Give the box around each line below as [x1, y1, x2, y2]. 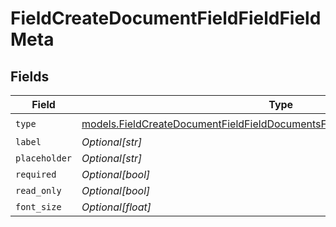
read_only [15, 185, 62, 196]
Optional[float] [81, 200, 152, 214]
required [15, 169, 57, 180]
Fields [10, 68, 50, 85]
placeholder [15, 153, 73, 164]
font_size [15, 202, 62, 212]
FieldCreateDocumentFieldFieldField [10, 7, 322, 30]
